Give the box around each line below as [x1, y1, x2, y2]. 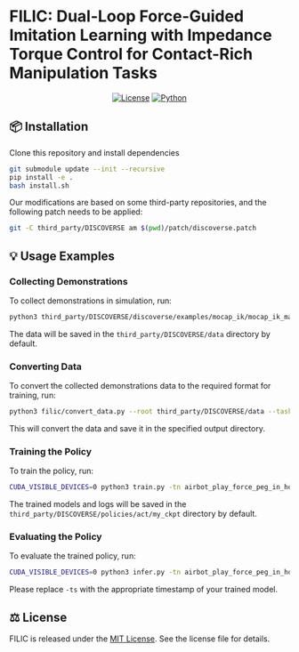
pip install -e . [9, 173, 74, 181]
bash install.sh [9, 181, 69, 190]
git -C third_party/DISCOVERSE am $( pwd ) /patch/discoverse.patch [9, 224, 256, 233]
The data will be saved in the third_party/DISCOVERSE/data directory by [9, 328, 271, 339]
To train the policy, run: [9, 465, 94, 477]
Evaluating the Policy [9, 531, 102, 543]
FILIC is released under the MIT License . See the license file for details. [9, 633, 271, 644]
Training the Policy [9, 445, 92, 457]
